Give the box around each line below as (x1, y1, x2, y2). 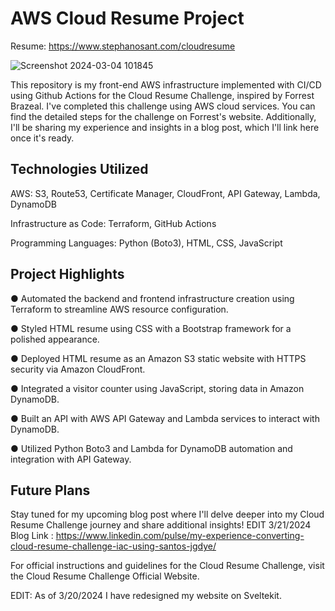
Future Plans (10, 482, 91, 499)
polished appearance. (10, 333, 100, 345)
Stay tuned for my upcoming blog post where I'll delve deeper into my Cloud (10, 508, 325, 521)
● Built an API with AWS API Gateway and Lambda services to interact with (10, 412, 320, 424)
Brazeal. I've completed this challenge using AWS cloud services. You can (10, 100, 316, 112)
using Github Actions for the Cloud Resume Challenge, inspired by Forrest (10, 89, 315, 101)
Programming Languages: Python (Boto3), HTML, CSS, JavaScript (10, 237, 283, 249)
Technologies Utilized (10, 161, 149, 178)
